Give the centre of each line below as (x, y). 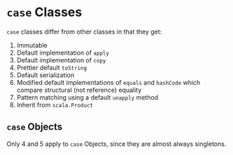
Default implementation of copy (61, 60)
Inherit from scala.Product (55, 105)
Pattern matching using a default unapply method (87, 97)
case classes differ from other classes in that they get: (84, 32)
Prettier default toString (52, 67)
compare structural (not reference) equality (79, 90)
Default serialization (45, 75)
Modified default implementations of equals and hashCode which (108, 82)
